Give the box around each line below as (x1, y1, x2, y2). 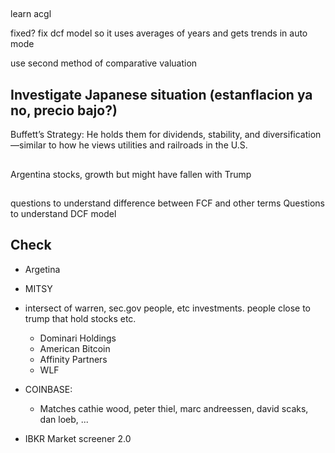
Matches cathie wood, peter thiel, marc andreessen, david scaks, (39, 402, 309, 414)
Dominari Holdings (39, 332, 117, 344)
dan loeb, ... (39, 413, 89, 425)
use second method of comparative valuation (10, 57, 198, 69)
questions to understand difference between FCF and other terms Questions (10, 197, 325, 209)
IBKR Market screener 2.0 (24, 432, 132, 444)
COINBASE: (24, 383, 73, 395)
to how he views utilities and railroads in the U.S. (48, 139, 248, 151)
